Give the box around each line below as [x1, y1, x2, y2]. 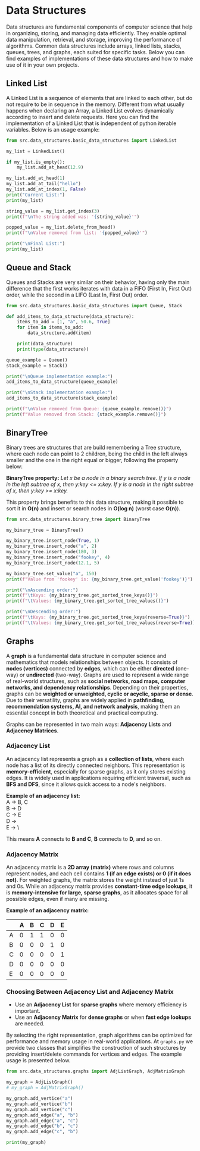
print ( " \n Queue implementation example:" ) [6, 373, 113, 379]
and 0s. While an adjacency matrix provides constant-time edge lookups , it [6, 882, 192, 890]
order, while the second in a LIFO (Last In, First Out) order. [6, 291, 149, 298]
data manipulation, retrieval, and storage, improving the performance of [6, 36, 182, 43]
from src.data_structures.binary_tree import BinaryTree [6, 516, 151, 522]
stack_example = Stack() [6, 363, 68, 369]
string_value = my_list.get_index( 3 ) [6, 208, 100, 214]
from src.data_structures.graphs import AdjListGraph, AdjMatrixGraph [6, 1068, 185, 1075]
